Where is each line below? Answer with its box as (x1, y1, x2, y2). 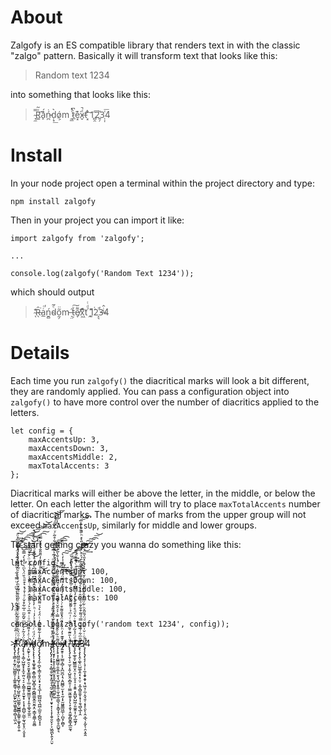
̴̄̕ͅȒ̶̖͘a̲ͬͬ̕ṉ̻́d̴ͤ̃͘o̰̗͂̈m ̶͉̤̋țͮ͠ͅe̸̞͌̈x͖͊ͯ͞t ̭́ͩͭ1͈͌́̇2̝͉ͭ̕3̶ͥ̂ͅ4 (34, 306, 110, 318)
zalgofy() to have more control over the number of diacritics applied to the (10, 396, 320, 408)
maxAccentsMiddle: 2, (28, 452, 118, 462)
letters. (10, 406, 40, 418)
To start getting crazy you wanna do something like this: (10, 538, 242, 550)
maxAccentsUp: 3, (28, 434, 101, 445)
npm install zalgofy (10, 196, 97, 206)
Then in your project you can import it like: (10, 214, 185, 226)
